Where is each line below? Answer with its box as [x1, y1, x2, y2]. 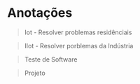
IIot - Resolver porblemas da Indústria [24, 41, 134, 50]
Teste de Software [24, 55, 78, 64]
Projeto [24, 69, 45, 77]
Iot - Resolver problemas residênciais [24, 28, 132, 36]
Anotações [7, 5, 73, 21]
